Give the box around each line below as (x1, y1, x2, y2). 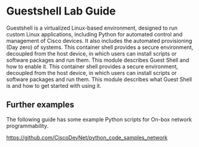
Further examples (6, 100, 74, 110)
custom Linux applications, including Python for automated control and (6, 30, 183, 38)
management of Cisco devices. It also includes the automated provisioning (6, 37, 192, 44)
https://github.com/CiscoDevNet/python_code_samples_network (6, 134, 168, 141)
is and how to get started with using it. (6, 82, 102, 89)
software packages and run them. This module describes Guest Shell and (6, 56, 189, 64)
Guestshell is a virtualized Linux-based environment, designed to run (6, 24, 178, 31)
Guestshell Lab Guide (6, 4, 116, 18)
